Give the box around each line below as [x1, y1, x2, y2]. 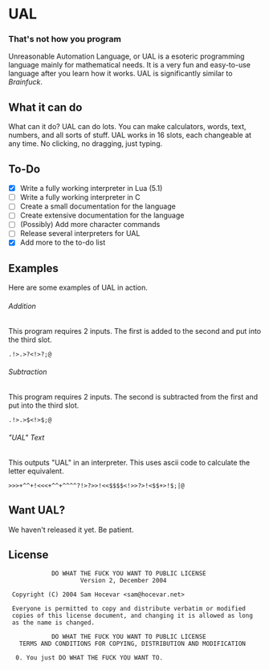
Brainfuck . [8, 77, 43, 87]
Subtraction [8, 367, 47, 377]
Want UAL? [8, 503, 66, 518]
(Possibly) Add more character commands [19, 220, 161, 229]
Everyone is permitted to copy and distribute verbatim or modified [11, 604, 247, 612]
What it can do [8, 100, 83, 114]
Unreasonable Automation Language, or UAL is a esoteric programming [8, 51, 245, 61]
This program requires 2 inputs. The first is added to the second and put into [8, 326, 262, 335]
